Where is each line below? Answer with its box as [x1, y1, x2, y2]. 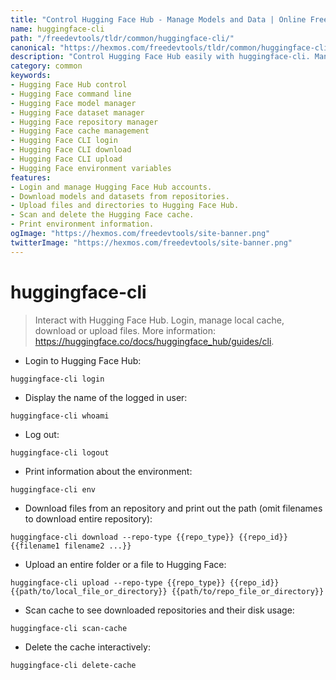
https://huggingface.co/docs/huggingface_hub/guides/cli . [34, 335, 275, 347]
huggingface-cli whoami [10, 411, 110, 421]
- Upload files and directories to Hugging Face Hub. [10, 201, 240, 211]
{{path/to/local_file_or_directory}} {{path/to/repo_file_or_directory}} [10, 586, 325, 596]
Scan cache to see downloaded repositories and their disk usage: [24, 604, 295, 616]
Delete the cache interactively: [24, 641, 151, 653]
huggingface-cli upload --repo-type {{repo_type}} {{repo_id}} [10, 577, 280, 588]
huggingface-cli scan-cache [10, 623, 128, 633]
